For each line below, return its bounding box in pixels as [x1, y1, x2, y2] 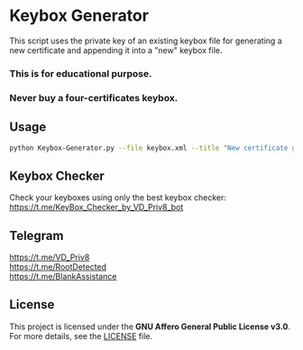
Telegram [9, 227, 64, 244]
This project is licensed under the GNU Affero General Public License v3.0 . [9, 321, 291, 332]
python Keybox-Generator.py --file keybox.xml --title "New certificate [9, 143, 289, 152]
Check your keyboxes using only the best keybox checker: [9, 192, 227, 203]
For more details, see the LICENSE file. [9, 330, 153, 341]
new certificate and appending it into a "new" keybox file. [9, 44, 223, 55]
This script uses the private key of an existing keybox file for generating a [9, 35, 282, 46]
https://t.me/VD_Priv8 [9, 252, 90, 262]
